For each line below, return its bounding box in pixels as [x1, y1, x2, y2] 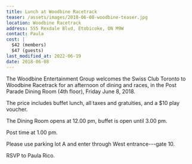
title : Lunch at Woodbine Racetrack [6, 8, 97, 15]
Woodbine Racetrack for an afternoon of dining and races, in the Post [6, 81, 177, 88]
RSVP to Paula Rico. [6, 151, 55, 159]
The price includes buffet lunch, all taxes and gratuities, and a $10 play [6, 99, 180, 106]
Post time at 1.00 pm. [6, 129, 58, 136]
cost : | [6, 36, 26, 42]
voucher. [6, 106, 28, 113]
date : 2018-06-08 [6, 58, 49, 64]
